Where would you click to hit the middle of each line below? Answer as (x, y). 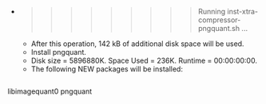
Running (212, 12)
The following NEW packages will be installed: (107, 69)
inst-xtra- (242, 12)
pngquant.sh (219, 28)
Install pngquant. (59, 52)
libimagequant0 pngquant (50, 91)
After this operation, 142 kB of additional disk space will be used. (137, 44)
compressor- (219, 20)
